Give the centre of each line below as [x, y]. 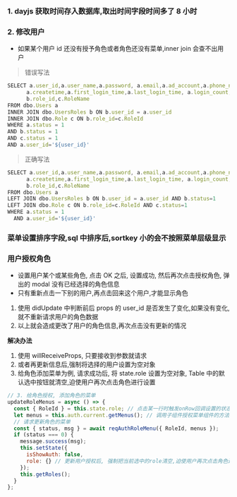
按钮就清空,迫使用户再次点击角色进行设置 [96, 382]
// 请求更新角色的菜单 [42, 421]
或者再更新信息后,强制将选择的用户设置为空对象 [86, 364]
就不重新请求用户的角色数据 [58, 317]
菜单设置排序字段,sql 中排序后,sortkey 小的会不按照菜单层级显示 [117, 238]
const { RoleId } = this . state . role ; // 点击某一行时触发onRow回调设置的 [117, 408]
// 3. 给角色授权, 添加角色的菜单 [51, 396]
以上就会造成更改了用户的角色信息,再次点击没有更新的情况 [102, 325]
